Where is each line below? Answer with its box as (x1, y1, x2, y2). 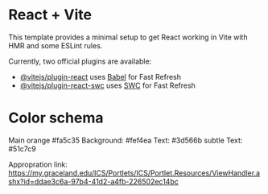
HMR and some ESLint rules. (8, 40, 103, 50)
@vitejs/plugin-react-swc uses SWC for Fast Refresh (19, 80, 196, 90)
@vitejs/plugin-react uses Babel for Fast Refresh (19, 72, 182, 81)
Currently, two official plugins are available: (8, 56, 152, 66)
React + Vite (8, 6, 93, 24)
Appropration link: (8, 159, 68, 169)
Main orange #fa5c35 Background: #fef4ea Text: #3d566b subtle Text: (8, 135, 243, 145)
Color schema (8, 109, 104, 127)
